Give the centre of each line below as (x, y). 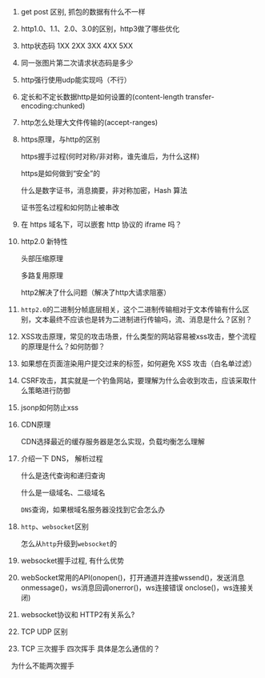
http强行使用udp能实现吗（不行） (76, 80)
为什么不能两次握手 (42, 666)
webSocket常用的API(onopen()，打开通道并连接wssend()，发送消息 (132, 578)
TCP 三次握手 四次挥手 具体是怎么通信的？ (90, 648)
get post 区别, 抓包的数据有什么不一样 (83, 12)
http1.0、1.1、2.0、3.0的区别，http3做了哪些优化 (100, 29)
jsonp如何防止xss (50, 407)
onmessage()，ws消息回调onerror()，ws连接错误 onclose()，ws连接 (134, 588)
